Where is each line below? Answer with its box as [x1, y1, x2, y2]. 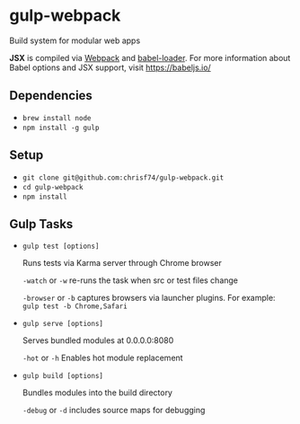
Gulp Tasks [9, 216, 74, 232]
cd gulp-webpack [22, 182, 84, 191]
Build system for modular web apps [9, 35, 141, 46]
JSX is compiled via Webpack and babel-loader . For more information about [9, 52, 291, 63]
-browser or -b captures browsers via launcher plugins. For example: [22, 293, 276, 304]
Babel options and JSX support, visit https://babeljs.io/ [9, 62, 211, 73]
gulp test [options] [22, 242, 100, 252]
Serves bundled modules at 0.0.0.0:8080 [22, 335, 174, 346]
